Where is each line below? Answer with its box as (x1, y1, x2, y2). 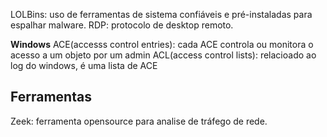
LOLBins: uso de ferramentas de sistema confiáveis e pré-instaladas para (10, 9, 313, 20)
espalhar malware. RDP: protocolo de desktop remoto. (10, 19, 234, 31)
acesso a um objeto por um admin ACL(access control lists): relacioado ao (10, 49, 317, 61)
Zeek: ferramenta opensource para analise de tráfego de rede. (10, 115, 268, 127)
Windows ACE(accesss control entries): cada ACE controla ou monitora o (10, 39, 314, 50)
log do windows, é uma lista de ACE (10, 60, 158, 71)
